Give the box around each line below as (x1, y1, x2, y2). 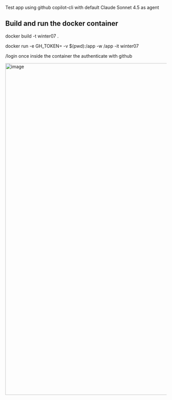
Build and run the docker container (5, 19, 119, 28)
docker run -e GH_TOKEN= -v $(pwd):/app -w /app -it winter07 (5, 43, 139, 49)
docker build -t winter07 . (5, 33, 59, 39)
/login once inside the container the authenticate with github (5, 53, 133, 59)
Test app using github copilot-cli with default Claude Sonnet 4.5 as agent (5, 5, 159, 10)
